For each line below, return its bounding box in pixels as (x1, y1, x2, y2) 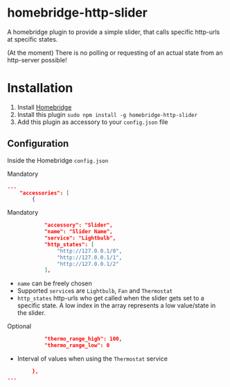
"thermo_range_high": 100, (44, 336, 123, 343)
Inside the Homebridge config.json (7, 156, 109, 164)
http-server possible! (7, 55, 67, 64)
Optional (7, 322, 32, 330)
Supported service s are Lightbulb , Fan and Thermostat (17, 287, 173, 295)
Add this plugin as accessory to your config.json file (17, 118, 168, 126)
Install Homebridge (17, 102, 72, 111)
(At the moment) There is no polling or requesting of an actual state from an (7, 48, 223, 57)
